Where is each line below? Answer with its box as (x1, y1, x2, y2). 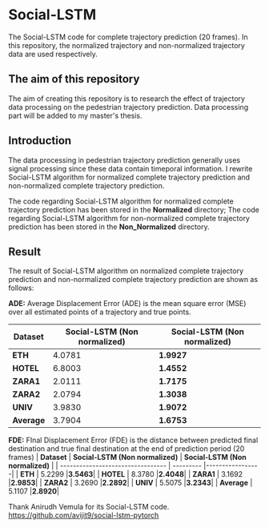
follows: (8, 283, 34, 293)
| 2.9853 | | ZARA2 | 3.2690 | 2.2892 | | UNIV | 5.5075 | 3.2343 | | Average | (8, 478, 253, 488)
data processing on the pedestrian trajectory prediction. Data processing (8, 102, 249, 111)
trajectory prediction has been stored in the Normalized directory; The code (8, 204, 260, 214)
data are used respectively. (8, 49, 98, 58)
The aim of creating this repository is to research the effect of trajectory (8, 94, 246, 103)
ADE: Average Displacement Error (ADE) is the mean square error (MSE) (8, 299, 247, 308)
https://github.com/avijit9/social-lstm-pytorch (8, 510, 159, 520)
